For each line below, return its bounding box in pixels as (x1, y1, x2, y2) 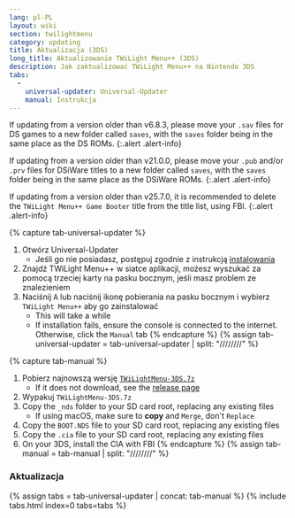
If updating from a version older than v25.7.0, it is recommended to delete (9, 191, 276, 202)
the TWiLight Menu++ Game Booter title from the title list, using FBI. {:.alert (9, 201, 274, 212)
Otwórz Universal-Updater (21, 244, 119, 255)
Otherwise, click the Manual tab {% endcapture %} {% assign (34, 329, 257, 340)
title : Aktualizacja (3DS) (9, 46, 109, 55)
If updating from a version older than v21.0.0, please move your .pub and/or (9, 156, 284, 166)
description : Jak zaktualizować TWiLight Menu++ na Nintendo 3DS (9, 63, 254, 72)
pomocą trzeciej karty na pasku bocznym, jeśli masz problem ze (21, 273, 256, 283)
